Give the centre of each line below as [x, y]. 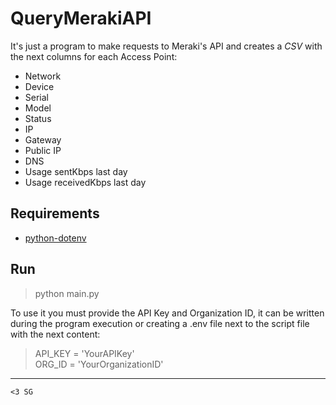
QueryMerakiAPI [81, 18]
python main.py [67, 293]
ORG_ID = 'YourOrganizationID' [99, 364]
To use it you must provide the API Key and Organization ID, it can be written [167, 313]
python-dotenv [55, 238]
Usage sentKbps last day [76, 171]
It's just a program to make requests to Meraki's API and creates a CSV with [166, 46]
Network [43, 76]
